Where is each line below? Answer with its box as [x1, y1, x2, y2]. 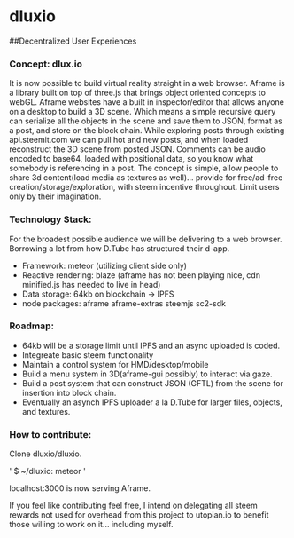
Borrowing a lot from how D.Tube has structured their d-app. [9, 242, 230, 254]
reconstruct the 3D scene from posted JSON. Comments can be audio [9, 144, 266, 154]
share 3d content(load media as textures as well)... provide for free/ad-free [9, 172, 283, 183]
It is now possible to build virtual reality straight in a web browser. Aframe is [9, 78, 285, 89]
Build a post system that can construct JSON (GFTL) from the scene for [21, 377, 283, 388]
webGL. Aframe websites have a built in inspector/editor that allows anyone [9, 97, 285, 107]
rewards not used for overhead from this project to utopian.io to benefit [9, 510, 269, 520]
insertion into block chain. [21, 387, 117, 398]
